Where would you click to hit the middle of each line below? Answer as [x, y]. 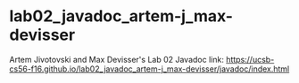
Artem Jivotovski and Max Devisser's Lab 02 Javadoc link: [117, 59]
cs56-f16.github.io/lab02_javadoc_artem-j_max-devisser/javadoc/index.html [149, 69]
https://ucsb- [250, 59]
